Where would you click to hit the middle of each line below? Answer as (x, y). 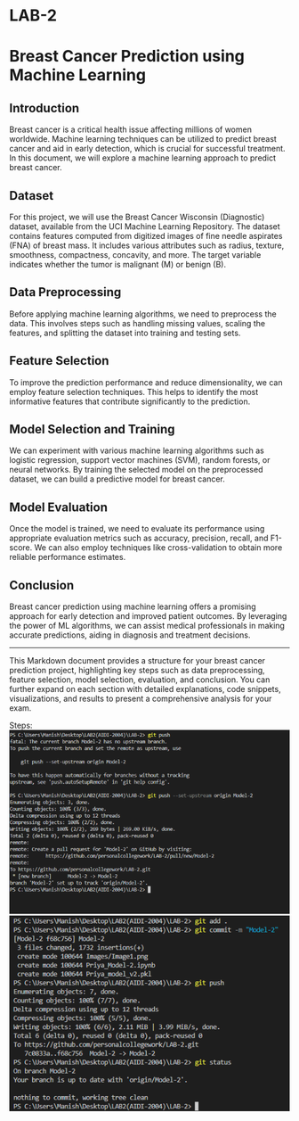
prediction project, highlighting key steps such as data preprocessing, (137, 671)
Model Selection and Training (92, 429)
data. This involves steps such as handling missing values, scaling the (137, 323)
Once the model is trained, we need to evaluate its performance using (137, 529)
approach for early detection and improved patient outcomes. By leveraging (148, 616)
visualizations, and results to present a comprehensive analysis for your (141, 699)
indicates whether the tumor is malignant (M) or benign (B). (118, 264)
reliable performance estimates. (68, 557)
